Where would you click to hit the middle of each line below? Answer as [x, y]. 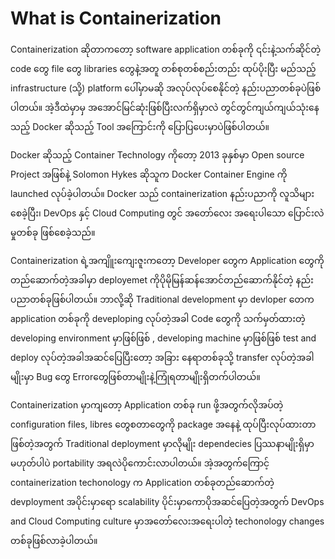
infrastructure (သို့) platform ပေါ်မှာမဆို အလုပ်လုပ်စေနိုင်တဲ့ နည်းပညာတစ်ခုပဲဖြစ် [166, 88]
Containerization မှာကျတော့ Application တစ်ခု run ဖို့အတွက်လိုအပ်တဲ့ [147, 404]
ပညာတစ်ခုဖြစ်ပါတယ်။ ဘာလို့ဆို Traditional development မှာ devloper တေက [162, 299]
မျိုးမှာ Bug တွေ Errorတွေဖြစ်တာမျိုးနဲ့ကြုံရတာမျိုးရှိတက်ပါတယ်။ [135, 376]
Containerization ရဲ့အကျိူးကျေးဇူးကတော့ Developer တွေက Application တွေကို [167, 260]
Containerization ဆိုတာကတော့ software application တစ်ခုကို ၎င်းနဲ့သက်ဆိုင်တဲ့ [166, 49]
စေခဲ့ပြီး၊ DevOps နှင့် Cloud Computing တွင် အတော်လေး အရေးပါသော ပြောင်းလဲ [167, 213]
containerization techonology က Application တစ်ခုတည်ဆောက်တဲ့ [142, 482]
